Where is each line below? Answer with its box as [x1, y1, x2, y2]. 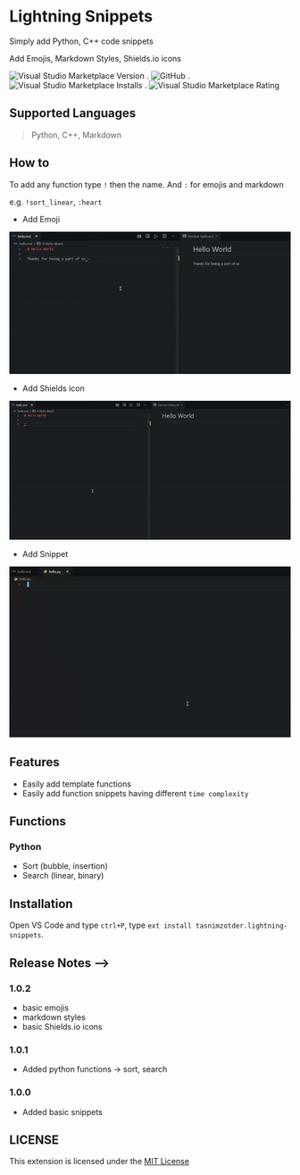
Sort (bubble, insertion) [21, 861, 109, 871]
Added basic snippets [21, 1106, 103, 1117]
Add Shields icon [21, 382, 85, 394]
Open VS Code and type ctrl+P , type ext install [9, 920, 192, 930]
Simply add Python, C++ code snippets [9, 36, 154, 46]
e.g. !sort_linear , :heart [9, 196, 103, 207]
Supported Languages [9, 105, 137, 121]
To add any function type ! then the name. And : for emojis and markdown [9, 179, 284, 189]
